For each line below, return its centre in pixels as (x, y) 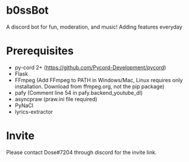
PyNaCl (24, 105)
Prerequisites (40, 51)
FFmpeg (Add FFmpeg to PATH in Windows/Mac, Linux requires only (99, 80)
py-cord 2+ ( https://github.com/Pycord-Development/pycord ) (90, 67)
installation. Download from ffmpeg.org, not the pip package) (89, 86)
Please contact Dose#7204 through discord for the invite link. (81, 152)
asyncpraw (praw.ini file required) (56, 99)
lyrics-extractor (34, 111)
